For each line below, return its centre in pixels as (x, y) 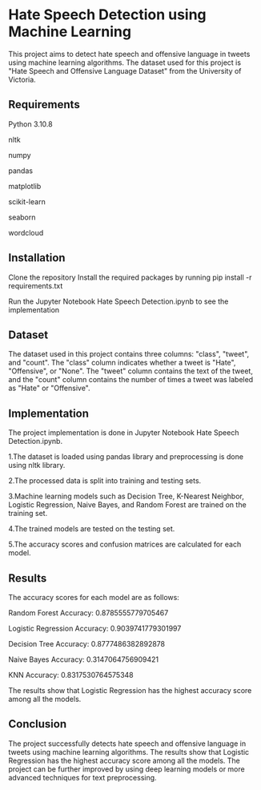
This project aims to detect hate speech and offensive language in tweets (129, 54)
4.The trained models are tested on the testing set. (92, 529)
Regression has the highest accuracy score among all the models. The (124, 760)
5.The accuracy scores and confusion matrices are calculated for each (125, 544)
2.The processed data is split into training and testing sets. (105, 481)
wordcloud (26, 232)
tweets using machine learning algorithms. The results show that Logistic (129, 752)
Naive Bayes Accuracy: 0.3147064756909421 (84, 659)
